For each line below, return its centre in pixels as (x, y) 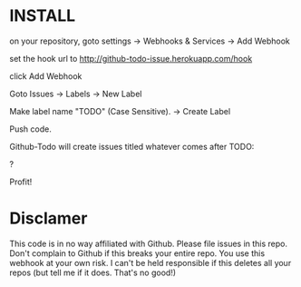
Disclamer (49, 218)
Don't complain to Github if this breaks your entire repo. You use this (137, 253)
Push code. (30, 129)
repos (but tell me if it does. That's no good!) (93, 272)
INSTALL (43, 16)
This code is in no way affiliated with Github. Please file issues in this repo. (149, 243)
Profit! (21, 182)
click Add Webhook (46, 76)
